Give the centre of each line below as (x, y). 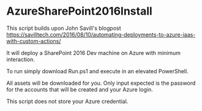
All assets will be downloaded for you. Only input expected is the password (101, 83)
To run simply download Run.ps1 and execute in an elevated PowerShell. (97, 71)
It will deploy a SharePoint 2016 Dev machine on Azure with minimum (94, 52)
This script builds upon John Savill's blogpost (64, 28)
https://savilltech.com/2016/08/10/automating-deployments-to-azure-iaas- (101, 34)
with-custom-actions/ (34, 41)
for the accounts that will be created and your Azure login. (80, 89)
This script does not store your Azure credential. (67, 101)
